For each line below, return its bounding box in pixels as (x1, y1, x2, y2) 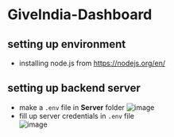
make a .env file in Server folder (18, 102, 125, 112)
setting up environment (7, 37, 126, 51)
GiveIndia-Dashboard (7, 6, 153, 24)
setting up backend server (7, 81, 141, 95)
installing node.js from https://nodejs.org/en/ (18, 58, 166, 68)
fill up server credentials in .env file (18, 111, 134, 120)
